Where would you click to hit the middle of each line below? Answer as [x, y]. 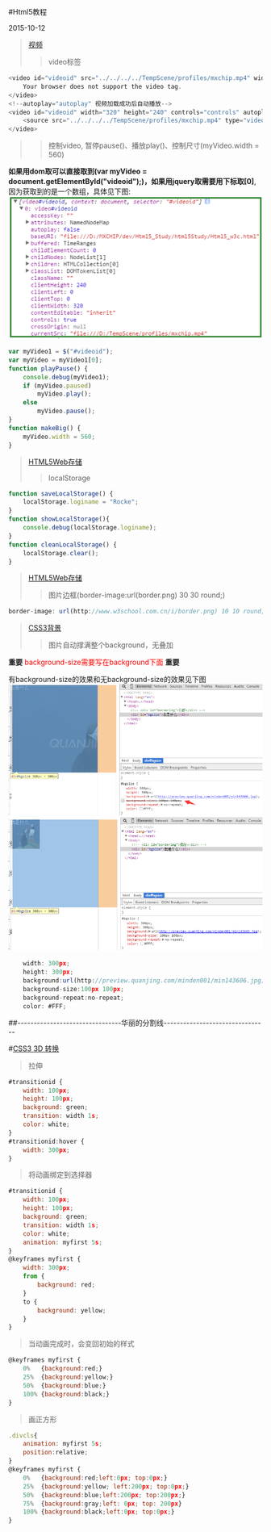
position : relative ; [56, 1452]
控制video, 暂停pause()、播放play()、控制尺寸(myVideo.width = [154, 146]
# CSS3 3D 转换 [34, 1049]
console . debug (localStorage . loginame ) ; [90, 528]
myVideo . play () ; [65, 394]
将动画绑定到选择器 [60, 1175]
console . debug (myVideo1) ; [67, 377]
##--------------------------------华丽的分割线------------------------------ [135, 1023]
